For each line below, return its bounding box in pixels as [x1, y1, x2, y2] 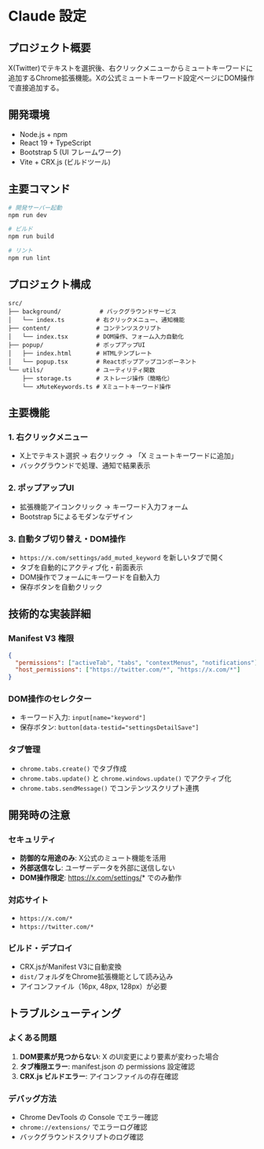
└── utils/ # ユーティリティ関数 [8, 366, 156, 374]
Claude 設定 [8, 7, 86, 25]
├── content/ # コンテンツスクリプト [8, 324, 163, 332]
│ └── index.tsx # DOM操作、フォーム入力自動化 [8, 332, 185, 341]
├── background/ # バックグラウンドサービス [8, 308, 177, 316]
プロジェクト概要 [8, 41, 91, 54]
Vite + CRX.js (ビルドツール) [19, 157, 112, 166]
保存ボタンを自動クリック [19, 582, 103, 591]
